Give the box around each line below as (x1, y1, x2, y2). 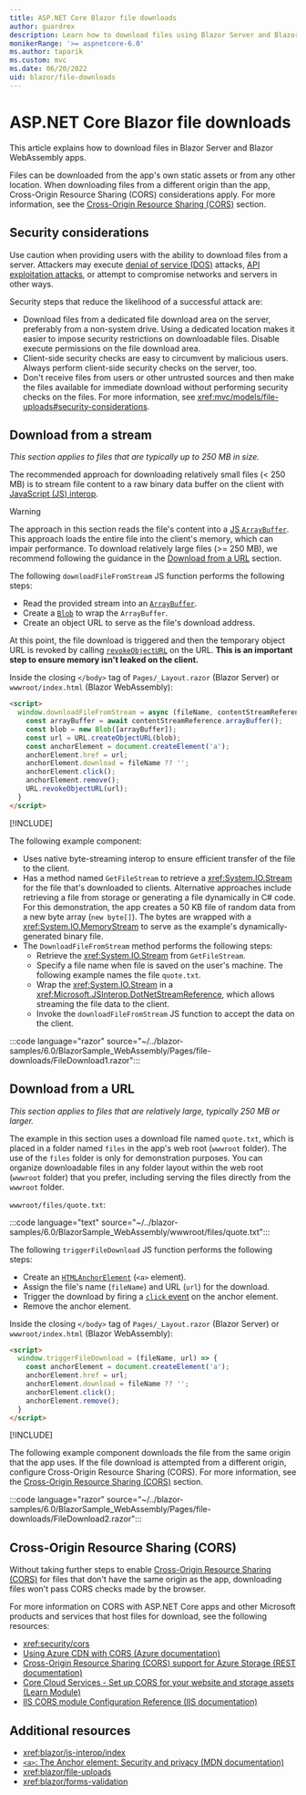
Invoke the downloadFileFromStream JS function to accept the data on (36, 1008, 295, 1019)
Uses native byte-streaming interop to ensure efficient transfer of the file (22, 853, 296, 864)
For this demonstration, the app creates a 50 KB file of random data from (22, 901, 296, 912)
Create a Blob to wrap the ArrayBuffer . (22, 607, 168, 618)
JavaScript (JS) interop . (9, 489, 98, 500)
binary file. (63, 930, 104, 941)
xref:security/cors (22, 1638, 90, 1649)
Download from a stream (9, 427, 153, 442)
